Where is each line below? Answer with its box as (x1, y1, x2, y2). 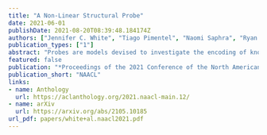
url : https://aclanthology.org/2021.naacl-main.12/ (15, 93, 191, 101)
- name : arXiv (8, 100, 56, 108)
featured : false (8, 56, 62, 64)
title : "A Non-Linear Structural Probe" (8, 11, 145, 20)
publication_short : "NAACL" (8, 71, 102, 79)
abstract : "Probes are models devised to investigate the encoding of (8, 48, 247, 56)
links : (8, 78, 30, 86)
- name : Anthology (8, 85, 69, 94)
